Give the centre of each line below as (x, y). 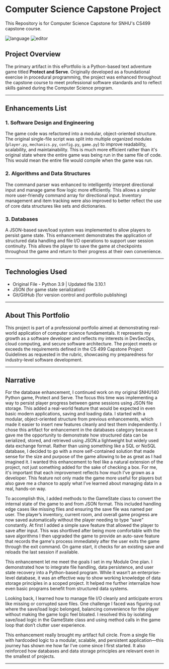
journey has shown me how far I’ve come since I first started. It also (75, 646)
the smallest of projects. (30, 656)
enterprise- (149, 573)
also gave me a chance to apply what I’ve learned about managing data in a (83, 483)
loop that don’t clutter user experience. (46, 625)
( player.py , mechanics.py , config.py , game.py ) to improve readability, (76, 144)
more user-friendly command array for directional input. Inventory (73, 195)
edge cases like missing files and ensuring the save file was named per (79, 509)
